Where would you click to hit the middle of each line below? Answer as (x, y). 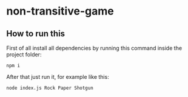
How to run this (36, 34)
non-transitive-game (60, 11)
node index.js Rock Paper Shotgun (50, 88)
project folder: (24, 55)
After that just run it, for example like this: (58, 77)
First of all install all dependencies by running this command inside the (94, 48)
